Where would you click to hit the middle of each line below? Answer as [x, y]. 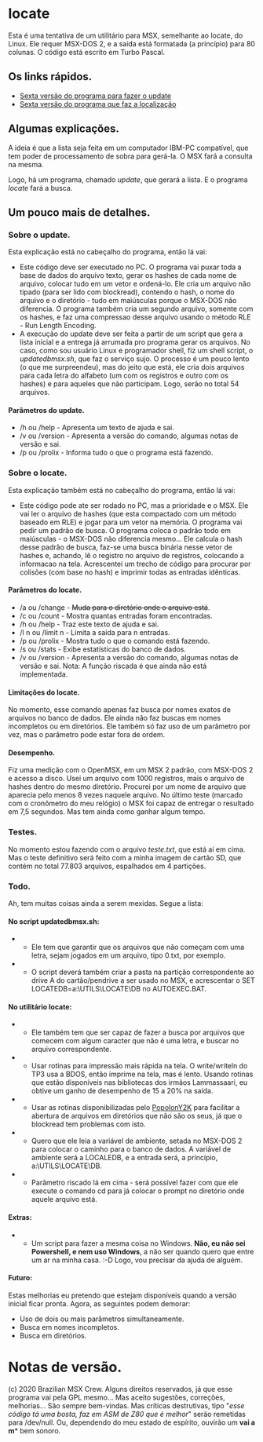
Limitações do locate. [44, 692]
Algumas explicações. [64, 129]
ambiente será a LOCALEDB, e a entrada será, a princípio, [124, 1158]
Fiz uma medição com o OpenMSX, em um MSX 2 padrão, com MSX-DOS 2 [131, 770]
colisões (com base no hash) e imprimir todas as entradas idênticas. [130, 572]
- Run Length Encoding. [58, 326]
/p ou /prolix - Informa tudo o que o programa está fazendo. [116, 453]
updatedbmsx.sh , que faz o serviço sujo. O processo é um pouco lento [134, 359]
